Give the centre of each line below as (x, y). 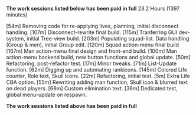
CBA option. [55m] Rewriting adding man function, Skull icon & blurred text (97, 82)
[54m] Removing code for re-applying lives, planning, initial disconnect (92, 26)
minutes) (17, 15)
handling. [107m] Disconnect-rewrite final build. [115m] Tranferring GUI (92, 32)
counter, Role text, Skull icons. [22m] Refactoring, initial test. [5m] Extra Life (98, 76)
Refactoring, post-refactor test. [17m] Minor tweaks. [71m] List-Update (92, 63)
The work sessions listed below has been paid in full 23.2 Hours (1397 (93, 9)
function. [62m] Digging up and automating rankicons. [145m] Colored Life (97, 70)
